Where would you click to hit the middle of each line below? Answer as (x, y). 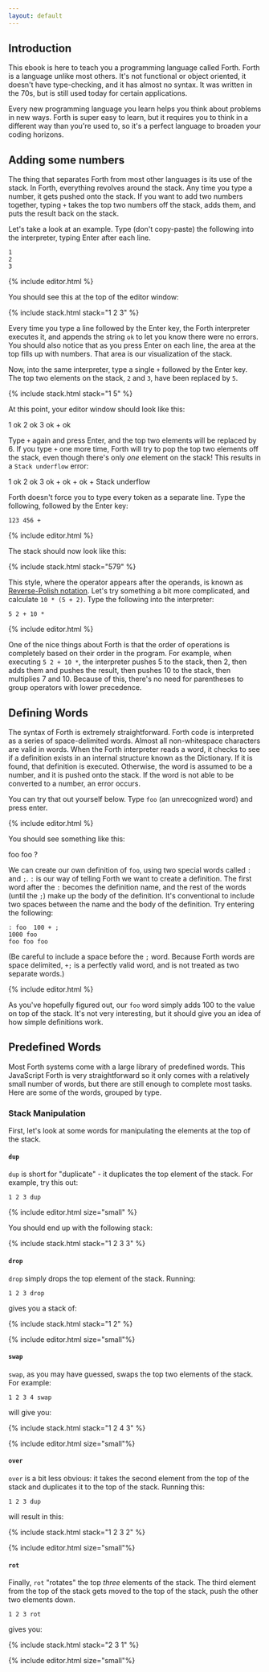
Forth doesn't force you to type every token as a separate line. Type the (127, 497)
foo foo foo (28, 942)
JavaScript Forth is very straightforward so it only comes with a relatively (129, 1075)
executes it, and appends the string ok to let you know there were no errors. (133, 337)
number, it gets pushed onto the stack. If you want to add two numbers (126, 196)
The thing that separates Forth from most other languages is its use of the (130, 180)
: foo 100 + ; (34, 928)
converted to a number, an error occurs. (75, 784)
